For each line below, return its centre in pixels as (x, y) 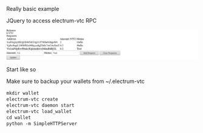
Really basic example (33, 9)
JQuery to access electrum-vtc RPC (52, 20)
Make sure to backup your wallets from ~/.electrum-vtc (75, 81)
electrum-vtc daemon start (40, 106)
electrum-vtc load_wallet (39, 112)
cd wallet (19, 118)
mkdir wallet (23, 93)
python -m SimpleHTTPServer (42, 124)
